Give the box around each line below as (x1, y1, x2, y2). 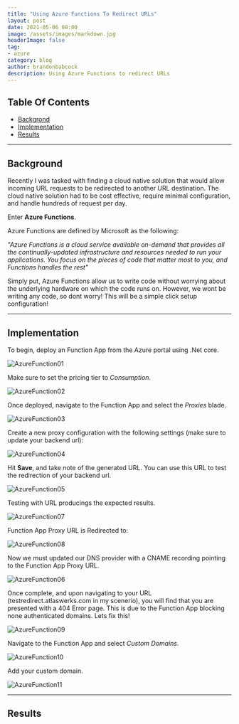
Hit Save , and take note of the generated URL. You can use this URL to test (7, 463, 227, 472)
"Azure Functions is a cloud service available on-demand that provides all (7, 240, 225, 249)
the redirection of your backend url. (7, 471, 112, 479)
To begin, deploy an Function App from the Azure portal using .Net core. (7, 346, 219, 354)
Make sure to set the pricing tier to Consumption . (7, 373, 152, 381)
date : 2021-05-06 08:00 (7, 23, 78, 31)
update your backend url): (7, 435, 84, 444)
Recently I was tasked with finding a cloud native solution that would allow (7, 176, 225, 185)
